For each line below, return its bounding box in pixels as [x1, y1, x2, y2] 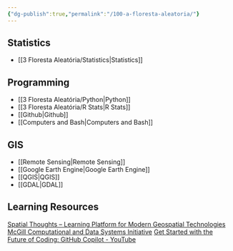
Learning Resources [7, 201, 99, 213]
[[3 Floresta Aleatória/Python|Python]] [17, 96, 131, 104]
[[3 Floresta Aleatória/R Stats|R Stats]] [17, 103, 131, 111]
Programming [7, 76, 70, 88]
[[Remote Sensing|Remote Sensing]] [17, 158, 126, 166]
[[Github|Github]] [17, 111, 69, 119]
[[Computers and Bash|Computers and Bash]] [17, 118, 154, 127]
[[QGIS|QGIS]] [17, 173, 60, 182]
